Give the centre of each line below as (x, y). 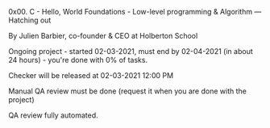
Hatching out (30, 20)
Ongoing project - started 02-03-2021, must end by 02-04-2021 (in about (131, 51)
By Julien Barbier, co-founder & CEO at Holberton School (103, 36)
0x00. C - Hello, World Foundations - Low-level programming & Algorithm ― (135, 12)
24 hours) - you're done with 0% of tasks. (78, 60)
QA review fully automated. (53, 115)
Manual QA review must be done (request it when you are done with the (128, 91)
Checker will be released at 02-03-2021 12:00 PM (91, 75)
